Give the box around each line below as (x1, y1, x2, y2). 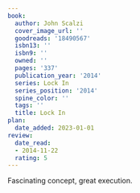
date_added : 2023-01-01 (14, 124, 94, 132)
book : (7, 11, 26, 20)
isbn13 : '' (14, 42, 51, 50)
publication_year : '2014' (14, 72, 102, 80)
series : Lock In (14, 79, 69, 87)
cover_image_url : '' (14, 27, 84, 35)
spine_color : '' (14, 94, 69, 102)
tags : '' (14, 101, 44, 109)
